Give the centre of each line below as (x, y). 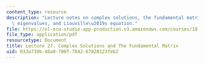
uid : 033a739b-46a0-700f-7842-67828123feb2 (63, 52)
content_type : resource (37, 12)
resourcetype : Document (37, 40)
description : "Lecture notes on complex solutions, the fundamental (95, 18)
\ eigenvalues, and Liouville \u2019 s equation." (75, 23)
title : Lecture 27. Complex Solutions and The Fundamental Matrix (92, 46)
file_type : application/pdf (42, 35)
